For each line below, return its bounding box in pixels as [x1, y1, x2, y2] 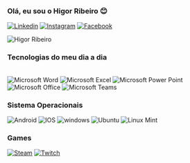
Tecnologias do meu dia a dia [7, 52, 107, 62]
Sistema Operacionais [7, 100, 83, 110]
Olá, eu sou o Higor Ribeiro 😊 [7, 6, 107, 16]
